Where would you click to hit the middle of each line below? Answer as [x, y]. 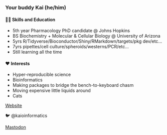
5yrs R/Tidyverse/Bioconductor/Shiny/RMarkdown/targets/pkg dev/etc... [87, 41]
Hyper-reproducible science [42, 75]
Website [14, 106]
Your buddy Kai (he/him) [36, 8]
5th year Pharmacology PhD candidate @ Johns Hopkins [71, 31]
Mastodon [16, 127]
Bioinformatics [27, 80]
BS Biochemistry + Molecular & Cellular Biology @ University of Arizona [86, 36]
